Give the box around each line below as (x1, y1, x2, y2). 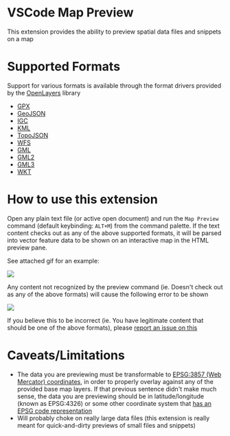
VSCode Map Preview (7, 5, 134, 21)
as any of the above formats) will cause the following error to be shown (7, 290, 209, 298)
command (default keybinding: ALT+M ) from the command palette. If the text (7, 221, 220, 230)
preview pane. (7, 243, 48, 252)
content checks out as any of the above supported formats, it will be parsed (7, 228, 222, 237)
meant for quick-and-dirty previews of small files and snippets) (16, 421, 196, 429)
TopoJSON (16, 131, 49, 139)
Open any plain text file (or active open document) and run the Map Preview (7, 214, 219, 222)
